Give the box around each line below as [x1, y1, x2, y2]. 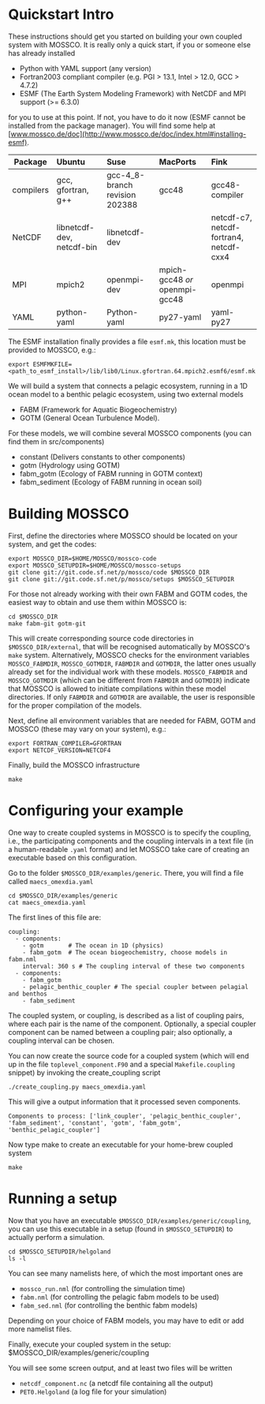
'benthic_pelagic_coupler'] [8, 1126, 101, 1133]
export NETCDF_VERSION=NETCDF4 [8, 746, 111, 754]
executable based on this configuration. [8, 853, 137, 862]
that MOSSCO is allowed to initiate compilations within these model [8, 684, 226, 693]
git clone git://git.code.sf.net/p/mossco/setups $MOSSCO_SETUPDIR [8, 575, 235, 583]
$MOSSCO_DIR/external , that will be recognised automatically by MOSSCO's [8, 641, 251, 652]
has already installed [8, 48, 76, 58]
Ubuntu [56, 156, 85, 167]
